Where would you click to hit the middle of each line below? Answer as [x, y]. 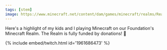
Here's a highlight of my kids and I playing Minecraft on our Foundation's [80, 28]
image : [12, 14]
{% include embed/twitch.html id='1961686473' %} [58, 43]
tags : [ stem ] [19, 10]
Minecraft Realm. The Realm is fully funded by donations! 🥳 [66, 33]
